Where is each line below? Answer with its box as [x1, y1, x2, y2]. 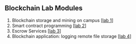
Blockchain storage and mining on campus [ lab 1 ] [11, 17, 113, 23]
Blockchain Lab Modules [4, 4, 83, 12]
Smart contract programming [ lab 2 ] [11, 22, 86, 28]
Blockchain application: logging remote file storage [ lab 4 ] [11, 33, 131, 39]
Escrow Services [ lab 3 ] [11, 27, 61, 34]
